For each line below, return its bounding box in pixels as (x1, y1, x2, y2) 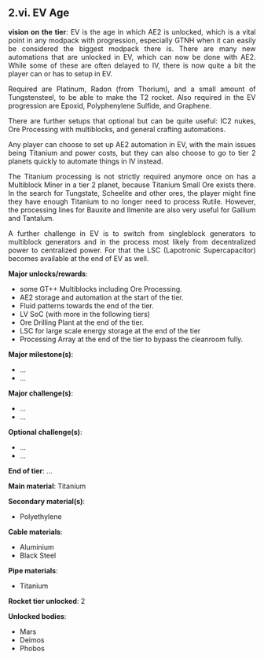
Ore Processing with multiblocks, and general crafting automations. (8, 124, 226, 134)
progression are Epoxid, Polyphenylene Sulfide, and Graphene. (8, 101, 212, 110)
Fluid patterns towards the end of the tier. (19, 300, 155, 310)
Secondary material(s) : (8, 496, 85, 506)
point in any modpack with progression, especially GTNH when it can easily (8, 35, 256, 45)
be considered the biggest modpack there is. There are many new (8, 43, 256, 53)
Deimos (19, 635, 45, 644)
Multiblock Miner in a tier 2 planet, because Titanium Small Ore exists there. (8, 180, 256, 190)
